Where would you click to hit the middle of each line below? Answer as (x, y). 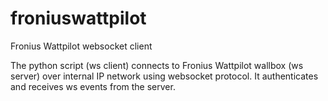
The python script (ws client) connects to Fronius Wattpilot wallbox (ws (157, 65)
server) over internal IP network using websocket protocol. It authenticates (164, 76)
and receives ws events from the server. (93, 86)
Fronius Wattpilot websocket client (81, 46)
